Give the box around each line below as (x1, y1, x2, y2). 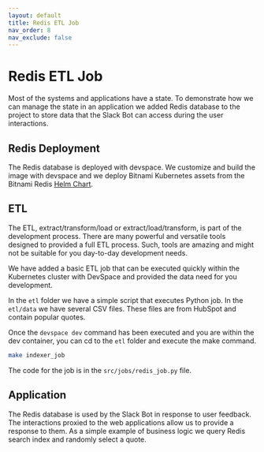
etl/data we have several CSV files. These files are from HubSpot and (8, 304, 236, 313)
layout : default (8, 11, 61, 20)
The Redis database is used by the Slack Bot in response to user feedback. (8, 409, 252, 419)
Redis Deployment (8, 141, 100, 155)
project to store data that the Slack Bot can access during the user (8, 110, 224, 120)
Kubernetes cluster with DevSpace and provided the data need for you (8, 271, 238, 281)
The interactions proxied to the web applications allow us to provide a (8, 417, 234, 427)
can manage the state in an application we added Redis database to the (8, 102, 240, 111)
